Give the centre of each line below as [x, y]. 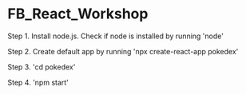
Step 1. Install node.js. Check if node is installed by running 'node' [116, 36]
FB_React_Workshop [78, 14]
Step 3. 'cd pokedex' [42, 67]
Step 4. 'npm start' [38, 82]
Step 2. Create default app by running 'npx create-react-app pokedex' [123, 51]
